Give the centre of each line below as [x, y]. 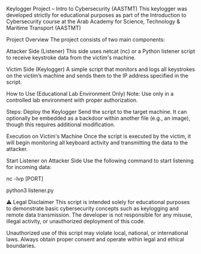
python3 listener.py [30, 190]
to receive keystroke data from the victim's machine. [71, 57]
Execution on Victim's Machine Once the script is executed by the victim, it [98, 136]
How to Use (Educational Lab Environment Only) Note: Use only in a [90, 94]
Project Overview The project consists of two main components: [85, 39]
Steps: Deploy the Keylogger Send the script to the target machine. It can [97, 112]
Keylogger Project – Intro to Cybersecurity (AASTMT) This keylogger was [97, 9]
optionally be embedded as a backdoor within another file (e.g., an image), [98, 118]
